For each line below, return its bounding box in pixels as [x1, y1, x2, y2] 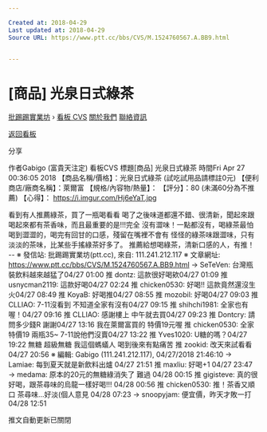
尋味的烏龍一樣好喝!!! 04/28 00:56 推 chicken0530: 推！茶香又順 [42, 380, 255, 390]
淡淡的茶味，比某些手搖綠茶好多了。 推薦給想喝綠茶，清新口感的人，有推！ [8, 240, 255, 250]
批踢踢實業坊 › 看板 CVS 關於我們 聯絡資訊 [8, 113, 147, 122]
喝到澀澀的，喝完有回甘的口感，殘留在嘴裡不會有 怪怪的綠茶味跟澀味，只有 [8, 230, 255, 240]
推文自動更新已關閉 [8, 415, 72, 425]
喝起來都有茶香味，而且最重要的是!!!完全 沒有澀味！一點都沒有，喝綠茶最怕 [8, 220, 254, 230]
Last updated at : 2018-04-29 [8, 26, 105, 34]
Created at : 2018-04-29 [8, 18, 88, 26]
